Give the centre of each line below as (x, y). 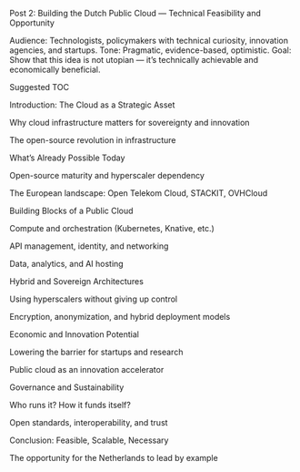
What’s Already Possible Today (67, 158)
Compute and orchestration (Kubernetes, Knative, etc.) (112, 228)
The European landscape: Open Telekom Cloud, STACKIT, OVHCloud (139, 193)
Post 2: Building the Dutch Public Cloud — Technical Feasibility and (135, 13)
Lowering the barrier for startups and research (96, 352)
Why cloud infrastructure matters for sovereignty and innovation (130, 123)
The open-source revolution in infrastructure (93, 140)
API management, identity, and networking (89, 246)
